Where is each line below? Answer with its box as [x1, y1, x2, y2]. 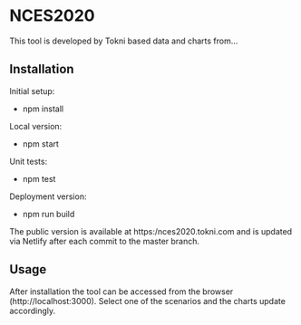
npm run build [22, 208, 75, 219]
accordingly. [9, 305, 56, 316]
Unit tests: [9, 156, 48, 167]
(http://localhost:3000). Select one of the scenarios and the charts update [9, 295, 286, 306]
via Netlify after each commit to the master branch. [9, 235, 200, 246]
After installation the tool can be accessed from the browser [9, 286, 234, 297]
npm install [22, 103, 64, 114]
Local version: [9, 120, 63, 131]
